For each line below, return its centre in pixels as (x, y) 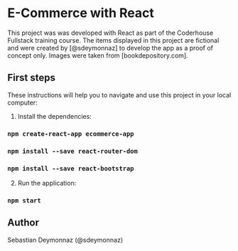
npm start (24, 200)
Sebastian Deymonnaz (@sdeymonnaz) (65, 240)
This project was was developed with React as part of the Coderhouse (110, 33)
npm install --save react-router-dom (73, 151)
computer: (22, 102)
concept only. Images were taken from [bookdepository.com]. (98, 55)
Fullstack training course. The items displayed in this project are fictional (113, 40)
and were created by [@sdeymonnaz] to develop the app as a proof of (110, 48)
